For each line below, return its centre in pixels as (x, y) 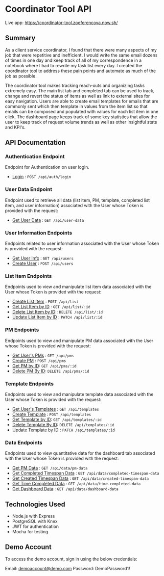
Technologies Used (35, 504)
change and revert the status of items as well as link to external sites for (78, 96)
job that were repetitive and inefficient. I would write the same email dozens (81, 55)
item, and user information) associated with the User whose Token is (74, 205)
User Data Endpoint (29, 189)
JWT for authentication (35, 526)
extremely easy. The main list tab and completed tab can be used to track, (80, 91)
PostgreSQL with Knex (35, 522)
